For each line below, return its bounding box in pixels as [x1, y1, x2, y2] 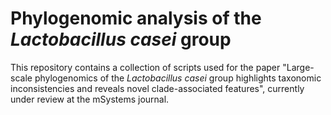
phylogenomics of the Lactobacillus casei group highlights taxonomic [34, 72, 322, 84]
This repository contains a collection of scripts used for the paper [10, 61, 281, 73]
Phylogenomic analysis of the [10, 7, 262, 30]
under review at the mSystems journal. [10, 93, 170, 105]
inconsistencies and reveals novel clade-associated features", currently [10, 82, 305, 94]
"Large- [282, 61, 315, 73]
